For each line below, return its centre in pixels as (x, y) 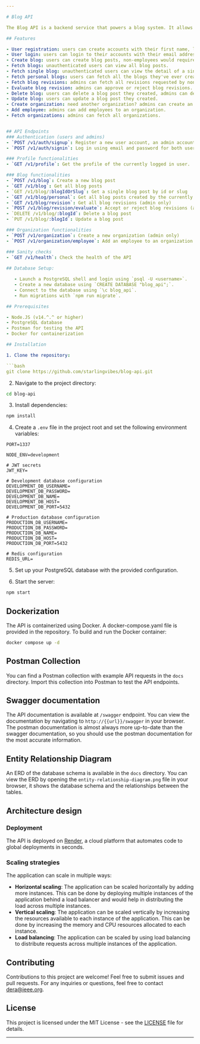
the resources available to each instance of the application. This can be (102, 918)
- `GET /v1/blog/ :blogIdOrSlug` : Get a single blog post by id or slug (97, 192)
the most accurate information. (44, 740)
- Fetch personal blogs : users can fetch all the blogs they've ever (94, 77)
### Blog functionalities (38, 175)
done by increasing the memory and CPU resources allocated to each (100, 925)
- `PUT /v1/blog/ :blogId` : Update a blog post (65, 220)
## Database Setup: (30, 268)
